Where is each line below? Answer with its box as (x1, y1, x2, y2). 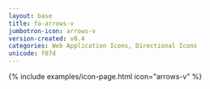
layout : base (8, 11, 53, 20)
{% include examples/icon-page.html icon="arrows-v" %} (8, 72, 203, 81)
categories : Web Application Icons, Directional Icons (8, 42, 198, 50)
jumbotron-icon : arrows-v (8, 27, 96, 35)
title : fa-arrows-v (8, 19, 75, 28)
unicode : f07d (8, 49, 57, 57)
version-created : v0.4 (8, 34, 85, 43)
